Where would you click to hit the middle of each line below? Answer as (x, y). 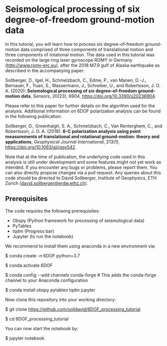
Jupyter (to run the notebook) (43, 236)
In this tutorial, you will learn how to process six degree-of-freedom (75, 44)
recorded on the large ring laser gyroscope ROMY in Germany (69, 60)
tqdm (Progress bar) (33, 231)
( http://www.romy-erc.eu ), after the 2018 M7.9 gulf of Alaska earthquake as (83, 65)
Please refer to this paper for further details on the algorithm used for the (80, 106)
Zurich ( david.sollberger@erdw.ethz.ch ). (47, 183)
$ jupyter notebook (25, 338)
